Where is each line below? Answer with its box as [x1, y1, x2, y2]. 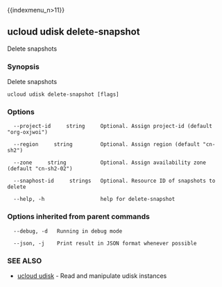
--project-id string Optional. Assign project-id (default [13, 123, 213, 130]
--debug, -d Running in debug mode [13, 227, 123, 235]
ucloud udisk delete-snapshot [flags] [7, 91, 119, 98]
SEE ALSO [7, 256, 42, 265]
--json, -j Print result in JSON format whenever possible [13, 240, 197, 247]
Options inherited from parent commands [7, 212, 151, 222]
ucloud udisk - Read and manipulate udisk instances [17, 272, 167, 280]
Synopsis [7, 62, 40, 72]
